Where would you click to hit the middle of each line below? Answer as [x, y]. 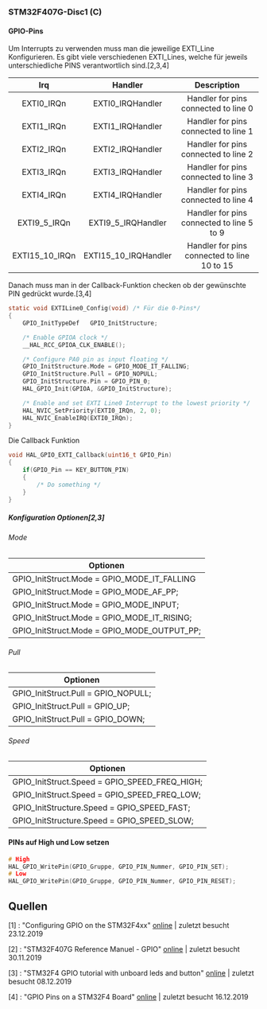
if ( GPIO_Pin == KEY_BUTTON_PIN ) [76, 470]
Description [217, 85]
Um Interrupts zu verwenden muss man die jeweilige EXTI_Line [111, 49]
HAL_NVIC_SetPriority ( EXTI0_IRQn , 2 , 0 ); [92, 411]
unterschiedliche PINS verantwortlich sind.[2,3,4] [89, 65]
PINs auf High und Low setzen [59, 843]
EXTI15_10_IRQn [44, 255]
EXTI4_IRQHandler [128, 195]
